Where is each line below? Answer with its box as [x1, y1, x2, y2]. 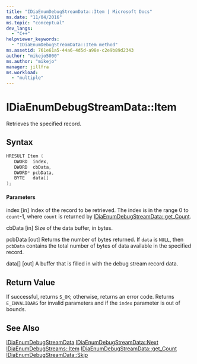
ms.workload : [6, 69, 39, 75]
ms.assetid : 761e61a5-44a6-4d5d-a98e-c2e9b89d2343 [6, 48, 134, 53]
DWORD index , [14, 159, 49, 164]
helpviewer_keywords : [6, 36, 60, 42]
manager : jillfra [6, 64, 49, 70]
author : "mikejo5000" [6, 53, 60, 59]
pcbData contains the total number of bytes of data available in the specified [6, 242, 192, 249]
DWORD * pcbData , [14, 170, 55, 176]
